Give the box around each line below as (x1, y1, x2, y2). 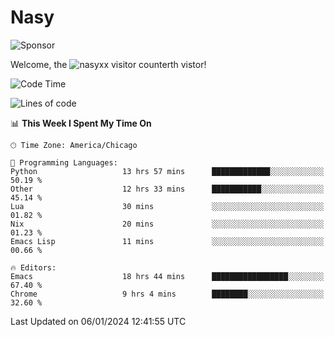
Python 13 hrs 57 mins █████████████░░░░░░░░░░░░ (10, 166, 325, 176)
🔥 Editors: (10, 262, 57, 273)
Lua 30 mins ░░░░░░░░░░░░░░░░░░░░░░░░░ (10, 201, 325, 211)
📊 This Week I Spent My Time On (10, 117, 152, 129)
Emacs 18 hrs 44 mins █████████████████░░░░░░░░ (10, 271, 325, 281)
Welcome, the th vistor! (10, 58, 207, 70)
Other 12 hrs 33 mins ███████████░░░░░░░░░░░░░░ (10, 184, 325, 194)
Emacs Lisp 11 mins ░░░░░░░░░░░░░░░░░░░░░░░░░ (10, 236, 325, 246)
